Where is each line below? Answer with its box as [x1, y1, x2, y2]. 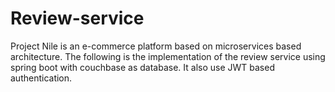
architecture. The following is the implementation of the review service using [10, 50, 326, 62]
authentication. [10, 72, 73, 84]
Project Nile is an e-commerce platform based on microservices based [10, 40, 302, 52]
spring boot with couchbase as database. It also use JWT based [10, 61, 275, 73]
